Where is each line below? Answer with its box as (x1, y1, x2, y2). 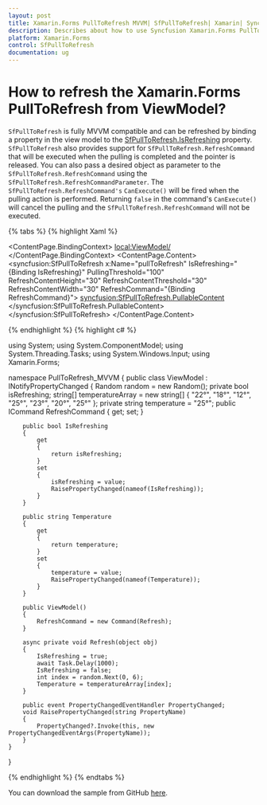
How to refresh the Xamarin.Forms (8, 83, 241, 101)
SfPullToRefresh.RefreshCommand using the (8, 168, 148, 178)
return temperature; (50, 540, 119, 548)
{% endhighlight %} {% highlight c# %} (8, 324, 137, 335)
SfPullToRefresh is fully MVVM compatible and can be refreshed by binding (8, 126, 257, 135)
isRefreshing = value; (50, 477, 126, 486)
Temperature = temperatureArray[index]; (37, 680, 172, 688)
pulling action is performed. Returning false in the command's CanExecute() (8, 194, 257, 203)
